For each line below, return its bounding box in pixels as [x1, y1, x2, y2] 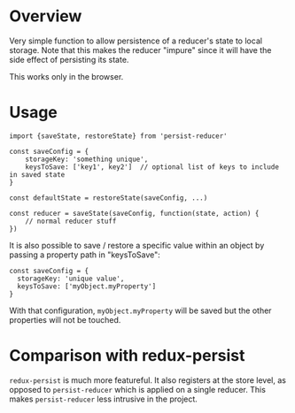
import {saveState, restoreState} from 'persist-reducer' [9, 131, 228, 141]
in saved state [9, 170, 66, 179]
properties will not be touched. [9, 314, 121, 325]
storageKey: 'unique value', [17, 274, 125, 283]
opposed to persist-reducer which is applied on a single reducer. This [9, 384, 266, 394]
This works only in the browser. [9, 71, 124, 81]
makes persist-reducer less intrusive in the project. [9, 394, 198, 404]
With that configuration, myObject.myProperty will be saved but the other [9, 305, 272, 316]
